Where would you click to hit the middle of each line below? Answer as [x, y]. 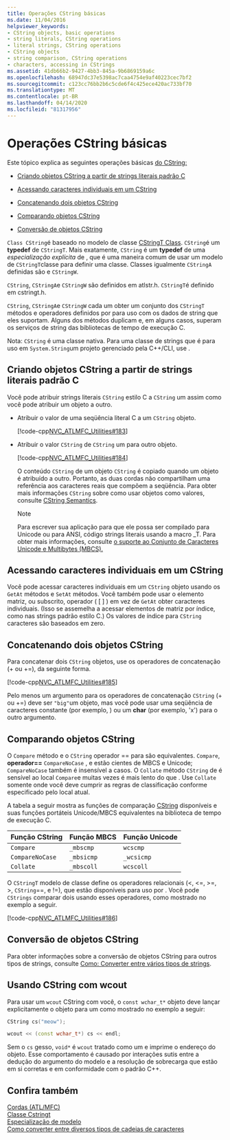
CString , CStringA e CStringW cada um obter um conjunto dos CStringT [106, 305]
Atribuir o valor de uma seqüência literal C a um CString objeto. [106, 417]
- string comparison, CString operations [67, 58]
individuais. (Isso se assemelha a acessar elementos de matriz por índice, [111, 609]
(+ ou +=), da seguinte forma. [49, 669]
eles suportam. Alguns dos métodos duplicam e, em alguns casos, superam [114, 320]
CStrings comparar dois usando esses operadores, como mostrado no [107, 897]
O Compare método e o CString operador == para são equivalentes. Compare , [114, 755]
